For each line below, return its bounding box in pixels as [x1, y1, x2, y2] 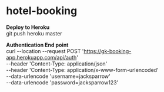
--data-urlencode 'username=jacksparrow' [6, 73, 111, 80]
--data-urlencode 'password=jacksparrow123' [6, 78, 119, 86]
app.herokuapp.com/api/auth [6, 54, 77, 61]
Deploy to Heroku [6, 24, 50, 31]
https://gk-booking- [83, 47, 132, 54]
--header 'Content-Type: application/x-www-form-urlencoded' [6, 66, 159, 73]
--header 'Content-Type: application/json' [6, 60, 108, 67]
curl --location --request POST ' [6, 47, 84, 54]
